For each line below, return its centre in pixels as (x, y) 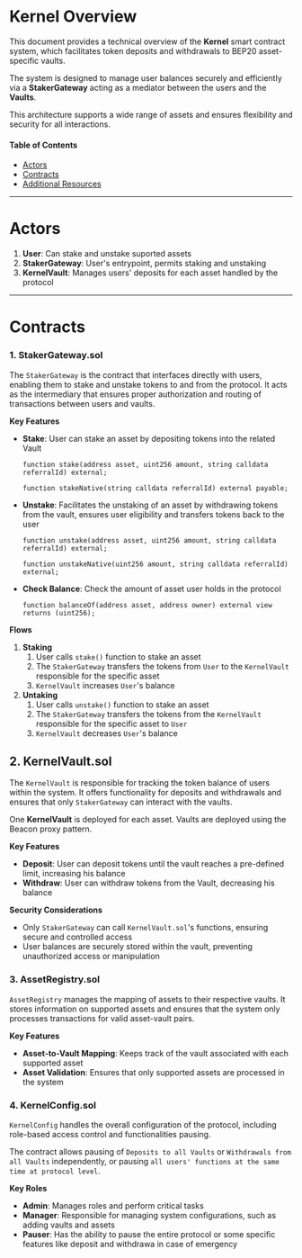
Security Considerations (56, 910)
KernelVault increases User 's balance (105, 685)
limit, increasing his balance (74, 874)
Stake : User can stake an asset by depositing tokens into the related (149, 438)
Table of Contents (44, 145)
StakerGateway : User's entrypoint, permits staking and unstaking (144, 264)
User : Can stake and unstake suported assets (107, 254)
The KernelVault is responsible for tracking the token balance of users (140, 783)
